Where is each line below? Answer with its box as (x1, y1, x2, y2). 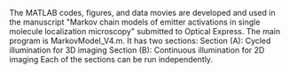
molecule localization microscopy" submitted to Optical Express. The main (9, 26, 281, 36)
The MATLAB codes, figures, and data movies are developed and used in (9, 8, 277, 18)
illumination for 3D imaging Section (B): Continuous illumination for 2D (9, 45, 265, 55)
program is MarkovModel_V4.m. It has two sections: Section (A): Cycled (9, 35, 271, 46)
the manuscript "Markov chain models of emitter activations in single (9, 17, 261, 27)
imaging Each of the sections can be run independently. (9, 55, 214, 64)
